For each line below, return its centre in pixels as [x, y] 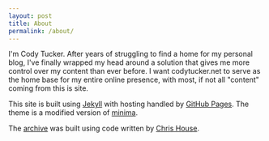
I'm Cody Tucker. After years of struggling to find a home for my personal [131, 54]
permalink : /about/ [41, 31]
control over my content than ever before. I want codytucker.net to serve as [134, 71]
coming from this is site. [49, 88]
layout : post [30, 16]
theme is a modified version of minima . [73, 113]
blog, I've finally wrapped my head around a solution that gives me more [129, 62]
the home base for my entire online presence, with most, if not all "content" [134, 80]
